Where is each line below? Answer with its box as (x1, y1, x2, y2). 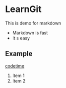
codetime (5, 62, 25, 68)
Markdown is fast (12, 29, 48, 35)
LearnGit (5, 3, 42, 15)
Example (5, 49, 33, 58)
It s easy (12, 35, 30, 41)
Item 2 (12, 77, 26, 83)
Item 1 (12, 72, 25, 78)
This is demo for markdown (5, 20, 61, 26)
